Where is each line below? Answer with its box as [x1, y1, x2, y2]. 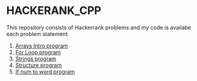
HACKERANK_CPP [6, 4, 102, 18]
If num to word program [15, 68, 75, 75]
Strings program [15, 55, 57, 62]
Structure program [15, 62, 62, 69]
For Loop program [15, 48, 61, 55]
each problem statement [6, 30, 68, 37]
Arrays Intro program [15, 42, 68, 49]
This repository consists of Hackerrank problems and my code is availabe [6, 24, 192, 31]
